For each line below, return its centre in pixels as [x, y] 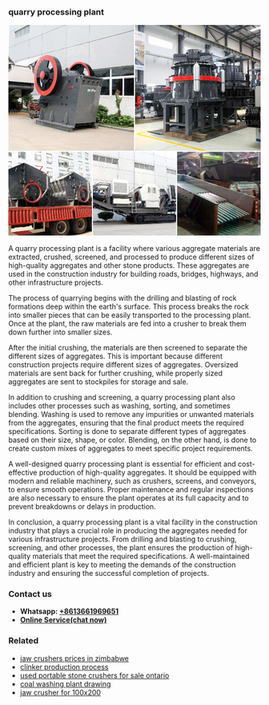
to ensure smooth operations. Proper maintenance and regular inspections [131, 489]
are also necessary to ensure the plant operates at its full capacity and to [129, 498]
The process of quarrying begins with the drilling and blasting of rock [123, 298]
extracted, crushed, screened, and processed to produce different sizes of [131, 257]
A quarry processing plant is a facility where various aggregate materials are [134, 248]
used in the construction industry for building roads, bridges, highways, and [133, 273]
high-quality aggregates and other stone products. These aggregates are [129, 265]
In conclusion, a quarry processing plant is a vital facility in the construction [133, 522]
